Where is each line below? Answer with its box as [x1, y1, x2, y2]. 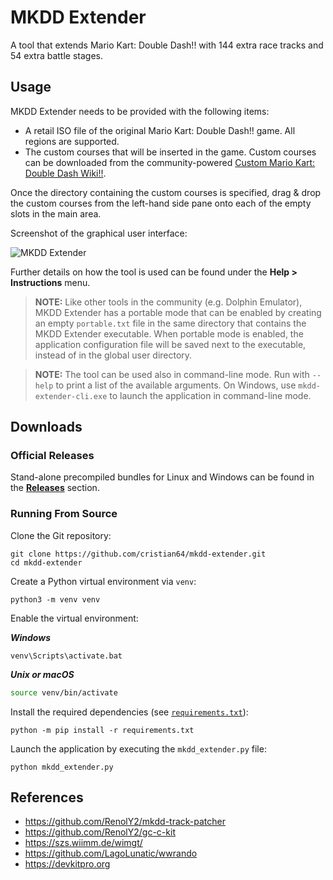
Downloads [10, 419, 83, 436]
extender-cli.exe [34, 391, 108, 401]
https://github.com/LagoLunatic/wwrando [24, 847, 198, 860]
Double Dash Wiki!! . [24, 167, 107, 179]
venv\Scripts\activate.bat [10, 651, 123, 661]
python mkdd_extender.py [10, 762, 114, 772]
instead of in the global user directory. [34, 349, 193, 361]
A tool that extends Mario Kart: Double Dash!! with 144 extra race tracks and [10, 39, 324, 51]
